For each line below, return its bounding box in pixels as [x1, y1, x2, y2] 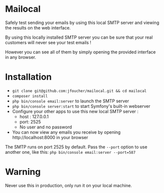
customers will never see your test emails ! [5, 39, 92, 45]
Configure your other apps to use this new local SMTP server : [12, 108, 139, 114]
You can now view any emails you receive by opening [12, 129, 121, 135]
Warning [5, 167, 41, 177]
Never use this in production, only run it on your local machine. [5, 182, 132, 188]
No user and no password [19, 124, 72, 130]
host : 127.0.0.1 [19, 114, 49, 120]
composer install [12, 94, 48, 98]
